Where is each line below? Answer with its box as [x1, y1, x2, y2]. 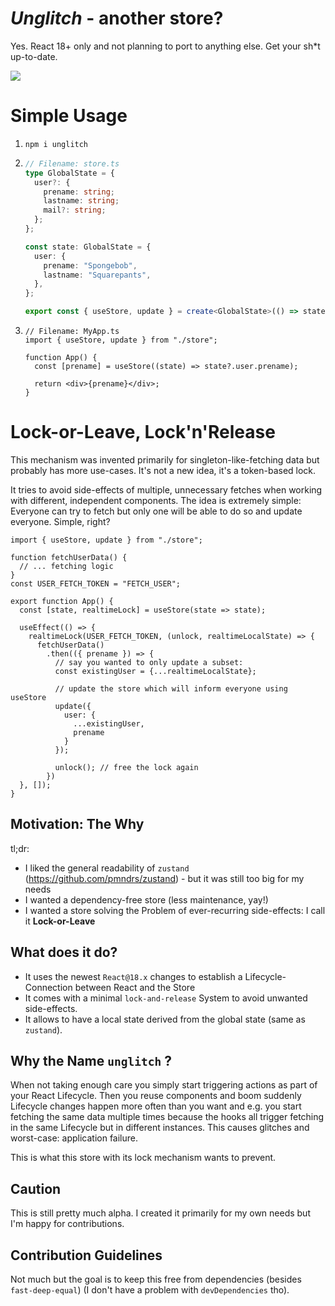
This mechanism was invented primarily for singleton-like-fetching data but [10, 453, 320, 466]
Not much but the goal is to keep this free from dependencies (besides [10, 1273, 302, 1285]
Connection [24, 981, 73, 993]
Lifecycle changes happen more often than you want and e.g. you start [10, 1100, 302, 1112]
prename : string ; [43, 187, 116, 197]
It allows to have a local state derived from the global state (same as [24, 1013, 306, 1025]
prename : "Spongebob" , [43, 260, 138, 271]
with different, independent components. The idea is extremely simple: [10, 494, 302, 506]
